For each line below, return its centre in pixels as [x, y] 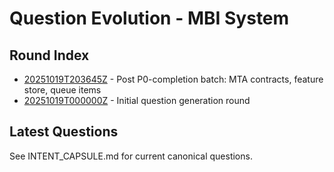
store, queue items [62, 90]
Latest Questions [64, 132]
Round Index [49, 55]
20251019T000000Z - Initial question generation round [137, 100]
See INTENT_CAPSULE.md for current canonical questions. [131, 156]
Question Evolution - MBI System [149, 18]
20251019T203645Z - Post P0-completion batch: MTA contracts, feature [173, 79]
